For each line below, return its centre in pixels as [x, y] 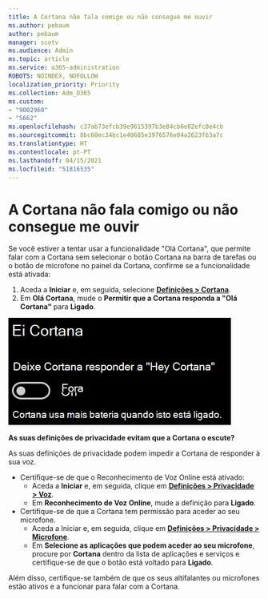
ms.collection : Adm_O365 [50, 93]
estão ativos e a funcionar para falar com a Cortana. [94, 587]
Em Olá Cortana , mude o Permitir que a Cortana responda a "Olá [128, 298]
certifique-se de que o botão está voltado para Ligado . [122, 563]
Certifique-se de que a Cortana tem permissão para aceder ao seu [130, 512]
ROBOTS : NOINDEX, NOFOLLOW [53, 76]
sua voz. [22, 462]
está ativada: [29, 274]
